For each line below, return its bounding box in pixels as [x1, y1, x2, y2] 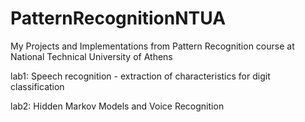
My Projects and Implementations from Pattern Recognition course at [10, 40, 295, 52]
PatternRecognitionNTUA [10, 7, 227, 30]
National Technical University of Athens [10, 50, 173, 62]
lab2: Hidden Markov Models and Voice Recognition [10, 100, 225, 112]
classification [10, 80, 65, 92]
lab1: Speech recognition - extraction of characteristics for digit [10, 70, 271, 82]
